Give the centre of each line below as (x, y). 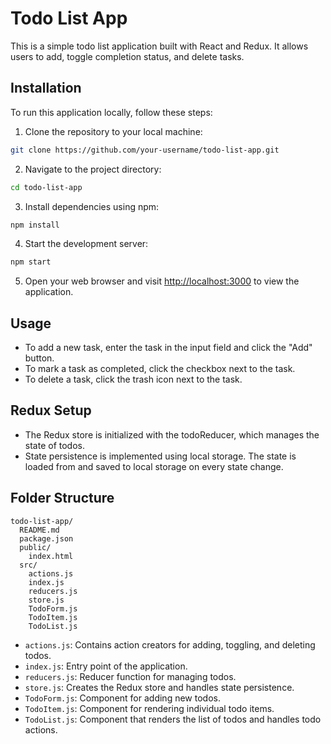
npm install (35, 225)
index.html (51, 556)
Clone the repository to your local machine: (113, 131)
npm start (31, 262)
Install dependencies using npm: (92, 206)
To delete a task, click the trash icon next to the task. (133, 379)
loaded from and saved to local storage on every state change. (154, 466)
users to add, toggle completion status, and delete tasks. (127, 56)
